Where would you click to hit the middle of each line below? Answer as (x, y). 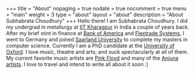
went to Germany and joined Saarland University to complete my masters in (97, 39)
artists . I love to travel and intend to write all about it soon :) (77, 64)
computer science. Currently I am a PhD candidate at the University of (90, 46)
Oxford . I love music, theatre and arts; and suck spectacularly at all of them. (97, 52)
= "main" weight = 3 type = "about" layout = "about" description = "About (95, 15)
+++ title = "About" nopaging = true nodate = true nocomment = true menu (96, 8)
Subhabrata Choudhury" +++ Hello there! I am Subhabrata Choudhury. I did (97, 21)
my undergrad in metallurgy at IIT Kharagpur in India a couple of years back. (98, 27)
